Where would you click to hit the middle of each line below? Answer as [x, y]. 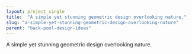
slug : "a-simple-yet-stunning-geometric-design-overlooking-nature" [92, 22]
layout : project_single [36, 11]
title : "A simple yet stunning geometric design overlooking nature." [96, 17]
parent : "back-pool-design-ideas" [49, 28]
